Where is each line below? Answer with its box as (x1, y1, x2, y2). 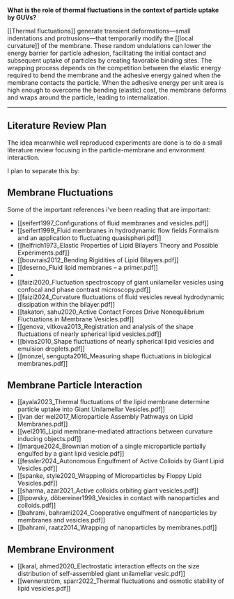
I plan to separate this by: (7, 166, 80, 175)
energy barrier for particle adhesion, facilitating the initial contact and (7, 49, 207, 57)
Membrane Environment (7, 543, 115, 555)
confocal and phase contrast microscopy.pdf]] (17, 285, 151, 294)
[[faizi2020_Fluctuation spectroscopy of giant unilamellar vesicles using (17, 278, 224, 286)
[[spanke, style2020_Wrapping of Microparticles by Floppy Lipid (17, 472, 202, 480)
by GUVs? (7, 13, 37, 22)
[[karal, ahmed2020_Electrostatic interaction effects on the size (17, 562, 200, 570)
